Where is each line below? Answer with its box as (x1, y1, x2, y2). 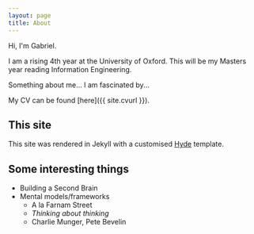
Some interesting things (8, 162, 129, 175)
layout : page (8, 11, 51, 20)
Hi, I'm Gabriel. (8, 40, 57, 50)
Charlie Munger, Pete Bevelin (31, 217, 127, 227)
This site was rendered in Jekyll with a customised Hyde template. (8, 140, 224, 149)
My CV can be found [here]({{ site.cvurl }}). (8, 95, 150, 105)
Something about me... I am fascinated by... (8, 80, 150, 90)
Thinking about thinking (31, 209, 109, 218)
